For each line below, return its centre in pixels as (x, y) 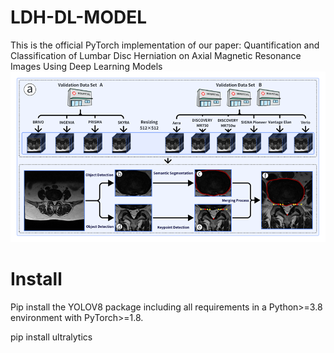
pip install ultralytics (51, 337)
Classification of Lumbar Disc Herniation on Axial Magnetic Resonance (156, 55)
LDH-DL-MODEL (79, 17)
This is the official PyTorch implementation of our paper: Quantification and (165, 45)
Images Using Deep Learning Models (86, 66)
